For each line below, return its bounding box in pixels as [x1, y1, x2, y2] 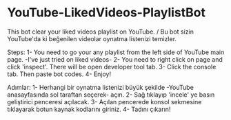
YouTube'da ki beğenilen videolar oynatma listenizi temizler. [7, 34, 177, 43]
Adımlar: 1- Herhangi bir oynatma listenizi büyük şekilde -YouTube [7, 83, 194, 91]
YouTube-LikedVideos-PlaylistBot [7, 5, 205, 21]
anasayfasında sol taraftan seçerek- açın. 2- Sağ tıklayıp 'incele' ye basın [7, 91, 215, 99]
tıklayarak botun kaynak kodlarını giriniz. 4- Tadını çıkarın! [7, 105, 171, 113]
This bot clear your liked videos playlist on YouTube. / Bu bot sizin [7, 27, 194, 36]
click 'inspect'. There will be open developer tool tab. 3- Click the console [7, 62, 217, 71]
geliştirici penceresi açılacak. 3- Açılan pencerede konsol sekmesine [7, 97, 202, 106]
